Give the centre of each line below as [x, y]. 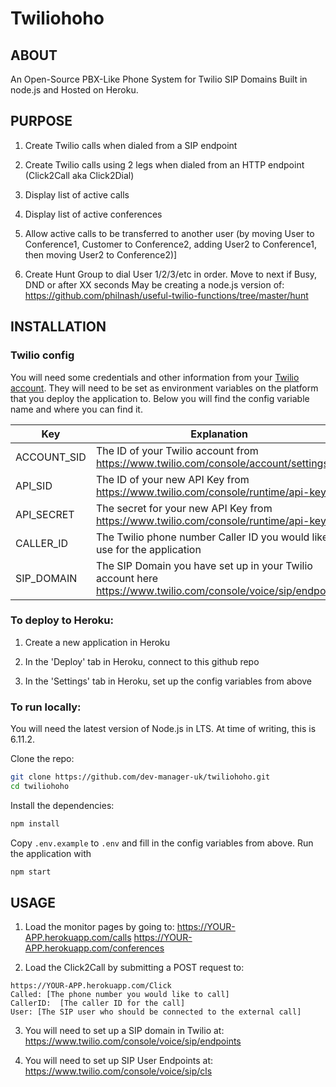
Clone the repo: [42, 759]
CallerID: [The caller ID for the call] [98, 1003]
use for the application [148, 549]
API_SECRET [45, 514]
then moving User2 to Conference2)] [101, 254]
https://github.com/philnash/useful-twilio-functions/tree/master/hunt [166, 295]
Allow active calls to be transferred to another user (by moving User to [169, 233]
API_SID [34, 485]
